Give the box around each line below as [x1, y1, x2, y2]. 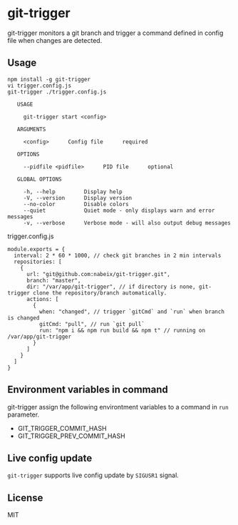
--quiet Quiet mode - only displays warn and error [23, 207, 215, 214]
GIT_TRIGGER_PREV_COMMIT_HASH [17, 432, 126, 440]
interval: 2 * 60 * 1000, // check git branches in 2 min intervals [14, 252, 222, 259]
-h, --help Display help [23, 188, 123, 195]
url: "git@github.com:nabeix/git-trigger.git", [26, 270, 171, 277]
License [7, 491, 43, 504]
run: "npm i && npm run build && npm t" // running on [38, 327, 205, 334]
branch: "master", [26, 277, 81, 284]
